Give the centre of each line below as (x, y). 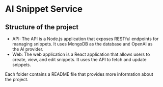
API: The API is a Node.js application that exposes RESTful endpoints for (85, 39)
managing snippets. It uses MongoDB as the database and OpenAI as (82, 44)
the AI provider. (28, 49)
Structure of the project (42, 27)
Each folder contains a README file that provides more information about (79, 74)
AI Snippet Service (44, 9)
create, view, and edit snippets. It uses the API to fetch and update (79, 59)
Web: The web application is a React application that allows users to (81, 54)
